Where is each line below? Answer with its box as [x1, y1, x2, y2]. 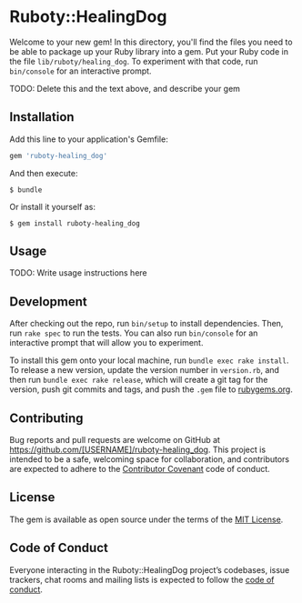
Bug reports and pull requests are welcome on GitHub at [9, 435, 221, 446]
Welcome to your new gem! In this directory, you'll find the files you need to [9, 36, 293, 47]
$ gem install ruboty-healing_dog [9, 218, 141, 228]
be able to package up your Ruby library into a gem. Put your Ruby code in [9, 45, 289, 56]
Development [9, 294, 88, 309]
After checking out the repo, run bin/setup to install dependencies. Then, [9, 318, 284, 329]
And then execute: [9, 167, 78, 178]
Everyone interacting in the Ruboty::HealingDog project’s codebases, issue [9, 564, 290, 575]
